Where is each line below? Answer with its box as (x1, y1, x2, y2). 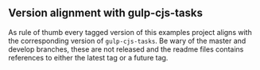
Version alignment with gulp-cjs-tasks (8, 6, 203, 20)
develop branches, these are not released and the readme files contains (8, 44, 244, 54)
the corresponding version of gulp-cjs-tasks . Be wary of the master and (8, 36, 246, 45)
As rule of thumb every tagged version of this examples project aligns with (8, 27, 252, 37)
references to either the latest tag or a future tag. (8, 52, 169, 62)
